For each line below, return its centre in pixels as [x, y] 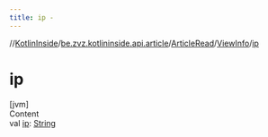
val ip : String [33, 123]
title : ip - [31, 17]
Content [24, 114]
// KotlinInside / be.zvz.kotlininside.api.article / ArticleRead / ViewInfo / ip [134, 43]
